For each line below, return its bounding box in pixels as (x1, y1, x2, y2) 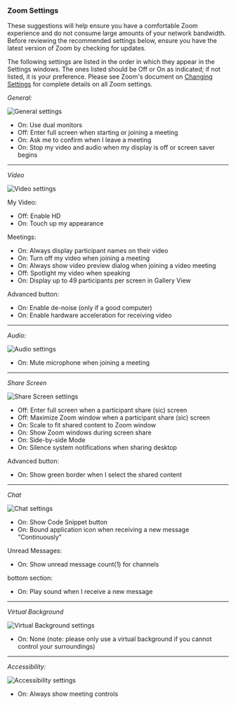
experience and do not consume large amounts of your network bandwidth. (7, 29, 226, 37)
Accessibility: (7, 663, 46, 671)
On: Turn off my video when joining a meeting (17, 254, 150, 262)
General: (7, 93, 32, 102)
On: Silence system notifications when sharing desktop (17, 444, 178, 452)
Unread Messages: (7, 547, 63, 555)
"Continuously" (17, 533, 62, 541)
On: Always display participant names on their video (17, 247, 169, 255)
